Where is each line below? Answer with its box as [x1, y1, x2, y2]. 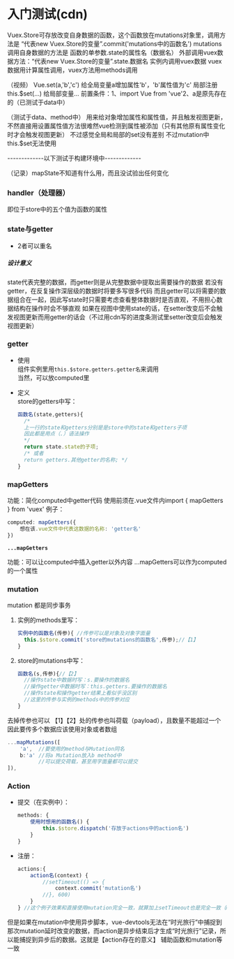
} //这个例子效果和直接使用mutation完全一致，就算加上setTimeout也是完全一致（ [17, 905, 226, 912]
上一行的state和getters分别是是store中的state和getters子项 [24, 424, 187, 431]
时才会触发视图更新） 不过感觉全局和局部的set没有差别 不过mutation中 [7, 130, 210, 138]
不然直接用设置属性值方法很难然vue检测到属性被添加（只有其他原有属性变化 [7, 122, 226, 130]
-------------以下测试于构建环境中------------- [7, 154, 141, 162]
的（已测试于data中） [7, 98, 69, 106]
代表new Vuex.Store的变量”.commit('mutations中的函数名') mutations [24, 39, 222, 47]
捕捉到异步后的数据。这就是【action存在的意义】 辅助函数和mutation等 [19, 935, 223, 944]
